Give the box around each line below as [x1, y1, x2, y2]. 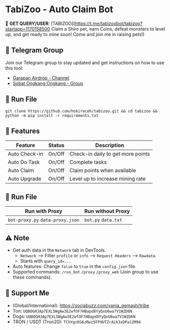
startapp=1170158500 [5, 25, 50, 32]
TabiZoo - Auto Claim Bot [5, 4, 113, 15]
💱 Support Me [5, 289, 50, 297]
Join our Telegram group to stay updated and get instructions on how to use [5, 60, 164, 66]
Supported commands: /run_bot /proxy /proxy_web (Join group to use [12, 269, 159, 274]
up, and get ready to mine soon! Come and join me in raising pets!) [5, 31, 145, 37]
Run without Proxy [84, 208, 130, 215]
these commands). [12, 274, 52, 280]
